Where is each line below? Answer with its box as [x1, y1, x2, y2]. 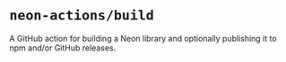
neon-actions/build [9, 7, 154, 24]
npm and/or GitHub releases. [9, 43, 117, 53]
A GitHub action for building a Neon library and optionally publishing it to [9, 33, 277, 43]
